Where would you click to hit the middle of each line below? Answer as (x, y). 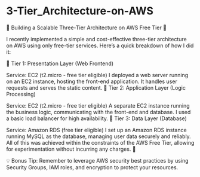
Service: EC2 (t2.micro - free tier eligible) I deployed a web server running (97, 75)
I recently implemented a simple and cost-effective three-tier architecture (96, 39)
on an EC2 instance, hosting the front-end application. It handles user (92, 81)
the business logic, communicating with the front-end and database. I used (99, 112)
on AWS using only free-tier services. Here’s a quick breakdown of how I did (100, 45)
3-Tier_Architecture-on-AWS (80, 11)
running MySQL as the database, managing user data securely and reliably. (99, 136)
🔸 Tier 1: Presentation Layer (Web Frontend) (60, 63)
